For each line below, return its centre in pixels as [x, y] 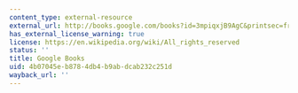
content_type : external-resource [71, 17]
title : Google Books [47, 58]
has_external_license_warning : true [77, 34]
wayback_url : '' [39, 75]
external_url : [35, 26]
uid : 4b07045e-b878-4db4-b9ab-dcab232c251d [91, 67]
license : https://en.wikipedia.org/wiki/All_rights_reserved [125, 42]
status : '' [29, 50]
